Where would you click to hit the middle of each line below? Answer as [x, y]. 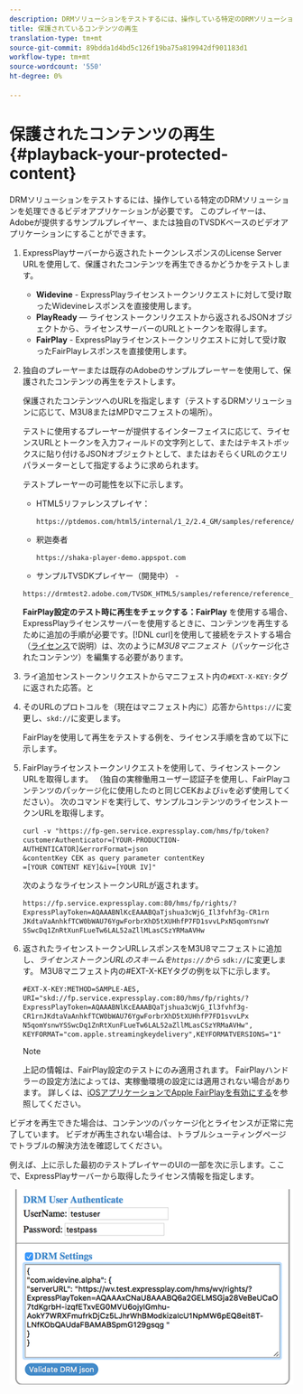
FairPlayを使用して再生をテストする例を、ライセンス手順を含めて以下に [156, 737]
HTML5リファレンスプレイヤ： [93, 503]
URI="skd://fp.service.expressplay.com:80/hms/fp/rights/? [136, 998]
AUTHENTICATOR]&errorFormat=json [85, 849]
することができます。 [111, 233]
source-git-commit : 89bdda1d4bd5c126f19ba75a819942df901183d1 [129, 48]
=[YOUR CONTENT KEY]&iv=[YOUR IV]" [89, 867]
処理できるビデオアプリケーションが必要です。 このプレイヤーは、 [148, 211]
